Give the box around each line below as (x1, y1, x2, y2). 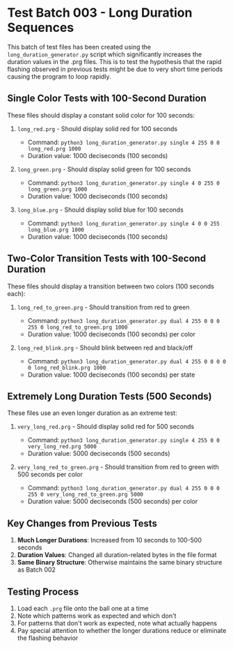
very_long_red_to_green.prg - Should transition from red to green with (17, 463, 219, 471)
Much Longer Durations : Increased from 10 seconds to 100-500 (17, 536, 202, 545)
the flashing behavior (17, 634, 79, 642)
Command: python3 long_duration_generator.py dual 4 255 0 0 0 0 (27, 357, 226, 365)
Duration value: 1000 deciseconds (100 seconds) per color (27, 329, 196, 338)
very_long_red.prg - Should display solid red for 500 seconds (17, 423, 195, 431)
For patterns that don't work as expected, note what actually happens (17, 619, 218, 627)
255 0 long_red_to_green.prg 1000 (27, 324, 128, 331)
